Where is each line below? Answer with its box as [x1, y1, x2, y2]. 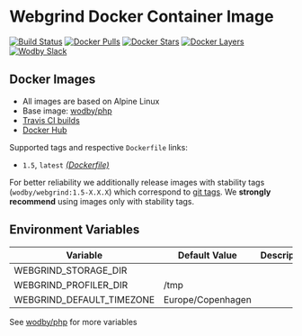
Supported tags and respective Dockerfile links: [9, 141, 189, 152]
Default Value [177, 249, 238, 261]
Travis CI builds [22, 114, 81, 125]
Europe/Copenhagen [163, 293, 252, 305]
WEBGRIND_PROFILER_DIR [13, 278, 129, 291]
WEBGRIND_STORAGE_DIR [13, 264, 128, 277]
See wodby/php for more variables [9, 316, 138, 327]
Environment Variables [9, 222, 140, 238]
